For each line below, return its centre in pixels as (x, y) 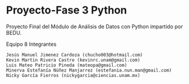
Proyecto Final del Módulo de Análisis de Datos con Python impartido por (95, 26)
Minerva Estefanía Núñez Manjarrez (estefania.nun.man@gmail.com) (89, 70)
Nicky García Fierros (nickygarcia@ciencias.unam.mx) (73, 75)
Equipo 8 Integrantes (31, 44)
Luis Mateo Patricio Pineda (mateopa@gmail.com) (67, 65)
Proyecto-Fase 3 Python (67, 10)
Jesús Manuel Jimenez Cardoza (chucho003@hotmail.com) (75, 55)
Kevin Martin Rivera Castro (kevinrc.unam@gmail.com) (73, 60)
